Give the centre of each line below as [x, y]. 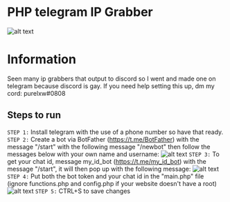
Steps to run [34, 115]
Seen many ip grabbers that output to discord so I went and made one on [112, 78]
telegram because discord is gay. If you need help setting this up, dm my [111, 86]
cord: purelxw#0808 [36, 93]
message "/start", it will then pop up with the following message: [99, 169]
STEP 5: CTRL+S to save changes [83, 191]
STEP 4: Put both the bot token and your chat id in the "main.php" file [106, 176]
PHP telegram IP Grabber [80, 12]
